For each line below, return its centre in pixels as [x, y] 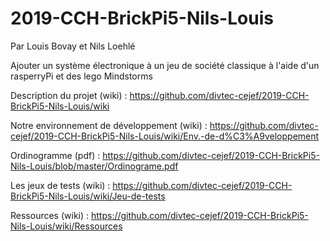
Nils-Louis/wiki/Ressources [66, 226]
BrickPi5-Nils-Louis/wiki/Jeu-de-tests [88, 196]
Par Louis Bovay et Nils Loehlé [73, 46]
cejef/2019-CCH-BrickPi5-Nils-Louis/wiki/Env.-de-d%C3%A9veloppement [165, 136]
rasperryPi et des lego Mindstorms [81, 76]
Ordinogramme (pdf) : [55, 155]
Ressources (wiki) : [50, 215]
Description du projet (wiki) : [69, 95]
